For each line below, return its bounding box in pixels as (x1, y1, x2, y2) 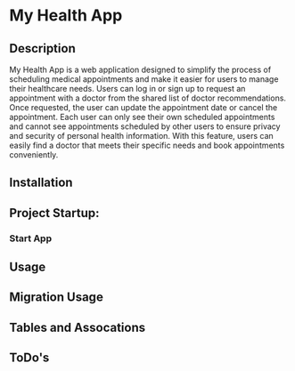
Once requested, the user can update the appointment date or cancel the (9, 102, 278, 112)
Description (9, 41, 76, 56)
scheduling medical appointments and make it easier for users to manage (9, 74, 279, 85)
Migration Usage (9, 290, 104, 305)
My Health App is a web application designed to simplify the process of (9, 64, 272, 75)
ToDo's (9, 351, 50, 366)
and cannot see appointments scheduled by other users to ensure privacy (9, 121, 281, 132)
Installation (9, 175, 73, 190)
